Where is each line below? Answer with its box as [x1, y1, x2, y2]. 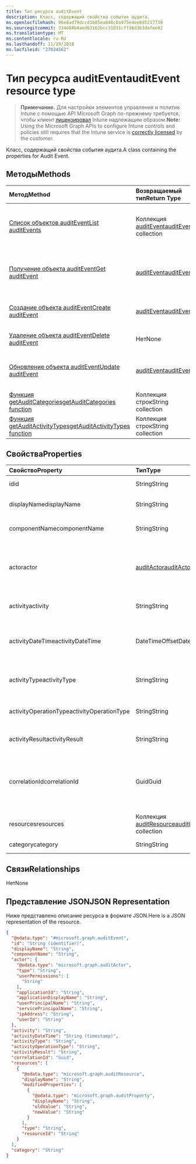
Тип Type [135, 466, 161, 475]
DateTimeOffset [135, 637, 179, 645]
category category [9, 840, 58, 849]
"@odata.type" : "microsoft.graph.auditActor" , [16, 962, 132, 969]
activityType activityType [9, 676, 76, 684]
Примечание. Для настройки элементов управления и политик [20, 104, 180, 111]
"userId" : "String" [16, 1017, 64, 1022]
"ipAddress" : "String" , [16, 1011, 75, 1017]
